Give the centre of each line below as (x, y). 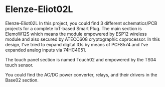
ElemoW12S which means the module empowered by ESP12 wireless (76, 34)
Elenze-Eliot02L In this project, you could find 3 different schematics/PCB (81, 23)
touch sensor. (19, 65)
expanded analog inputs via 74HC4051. (46, 50)
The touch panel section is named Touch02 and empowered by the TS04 (81, 59)
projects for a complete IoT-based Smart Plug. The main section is (73, 28)
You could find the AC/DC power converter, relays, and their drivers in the (81, 74)
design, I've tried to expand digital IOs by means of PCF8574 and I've (77, 44)
